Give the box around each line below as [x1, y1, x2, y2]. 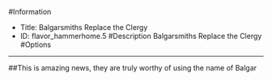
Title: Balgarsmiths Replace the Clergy [19, 23, 148, 32]
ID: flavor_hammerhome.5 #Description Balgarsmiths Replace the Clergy [19, 32, 262, 40]
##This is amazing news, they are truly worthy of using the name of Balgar [8, 63, 257, 72]
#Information [8, 7, 52, 16]
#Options [19, 40, 51, 49]
